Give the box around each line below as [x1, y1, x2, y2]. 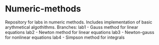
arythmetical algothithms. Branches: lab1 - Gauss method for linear [5, 24, 139, 30]
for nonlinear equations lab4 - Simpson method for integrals [5, 34, 125, 40]
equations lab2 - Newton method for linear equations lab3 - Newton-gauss [5, 29, 155, 35]
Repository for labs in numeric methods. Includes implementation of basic [5, 19, 153, 25]
